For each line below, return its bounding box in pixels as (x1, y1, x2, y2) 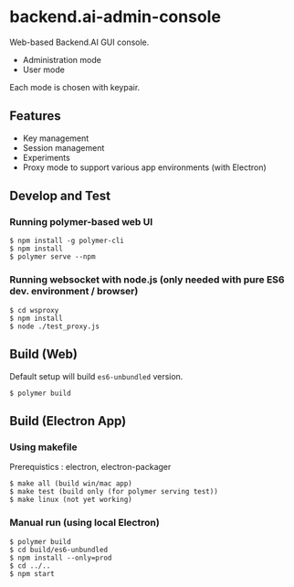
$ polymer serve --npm (9, 252, 96, 261)
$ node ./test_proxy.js (9, 322, 100, 331)
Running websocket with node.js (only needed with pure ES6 (9, 273, 285, 286)
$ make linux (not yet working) (9, 496, 132, 505)
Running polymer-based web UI (9, 216, 153, 229)
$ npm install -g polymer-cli (9, 236, 125, 246)
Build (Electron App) (9, 413, 127, 429)
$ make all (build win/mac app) (9, 479, 132, 488)
